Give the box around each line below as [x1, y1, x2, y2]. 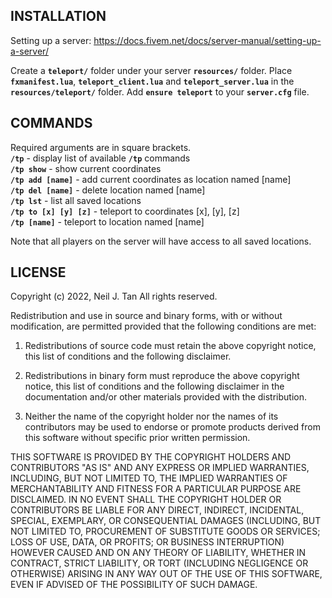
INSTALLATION [10, 8, 107, 25]
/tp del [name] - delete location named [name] [10, 184, 206, 196]
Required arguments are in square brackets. [10, 141, 192, 153]
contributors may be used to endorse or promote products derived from [24, 421, 321, 433]
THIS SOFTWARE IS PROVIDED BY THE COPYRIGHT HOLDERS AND [10, 451, 292, 463]
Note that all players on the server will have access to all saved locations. [10, 235, 312, 247]
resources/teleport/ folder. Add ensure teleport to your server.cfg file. [10, 85, 310, 98]
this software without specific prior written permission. [24, 432, 251, 444]
